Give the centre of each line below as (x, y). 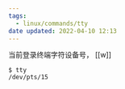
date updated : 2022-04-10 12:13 (62, 31)
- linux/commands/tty (52, 23)
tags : (17, 16)
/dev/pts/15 (28, 78)
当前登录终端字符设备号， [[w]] (60, 55)
